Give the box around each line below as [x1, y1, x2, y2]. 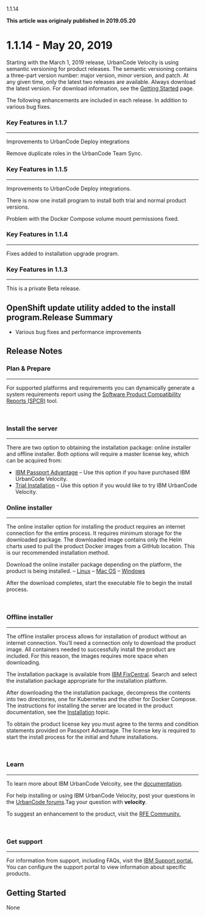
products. [6, 870, 31, 877]
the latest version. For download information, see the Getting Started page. [6, 84, 195, 92]
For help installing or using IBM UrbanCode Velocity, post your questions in [6, 792, 195, 799]
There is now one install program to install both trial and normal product [6, 196, 187, 204]
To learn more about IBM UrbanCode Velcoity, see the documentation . [6, 780, 183, 787]
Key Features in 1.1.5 [6, 165, 68, 174]
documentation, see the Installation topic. [6, 708, 110, 715]
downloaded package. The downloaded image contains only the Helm [6, 536, 182, 543]
